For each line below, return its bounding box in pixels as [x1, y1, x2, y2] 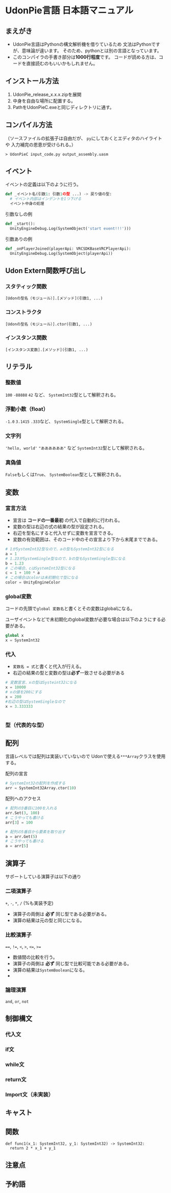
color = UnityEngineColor [5, 580, 60, 585]
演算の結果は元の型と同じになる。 [12, 917, 85, 924]
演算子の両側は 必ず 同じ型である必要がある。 [12, 911, 110, 917]
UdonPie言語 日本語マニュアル [5, 5, 134, 16]
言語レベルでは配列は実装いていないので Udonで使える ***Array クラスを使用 [5, 753, 166, 760]
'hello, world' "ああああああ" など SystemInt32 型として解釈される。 [5, 445, 148, 451]
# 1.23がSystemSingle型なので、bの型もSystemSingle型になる [5, 556, 126, 561]
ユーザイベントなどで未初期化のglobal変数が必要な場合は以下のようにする [5, 616, 161, 622]
